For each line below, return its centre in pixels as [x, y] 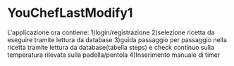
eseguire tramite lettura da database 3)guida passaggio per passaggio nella [117, 39]
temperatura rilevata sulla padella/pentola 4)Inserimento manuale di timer [114, 55]
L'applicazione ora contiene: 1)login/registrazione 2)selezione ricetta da [111, 32]
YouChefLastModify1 [70, 13]
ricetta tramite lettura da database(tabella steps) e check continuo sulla [111, 47]
